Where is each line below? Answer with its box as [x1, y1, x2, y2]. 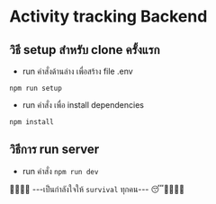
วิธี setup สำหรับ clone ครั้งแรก [9, 42, 160, 58]
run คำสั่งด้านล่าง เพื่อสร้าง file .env [22, 66, 133, 76]
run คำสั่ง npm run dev [22, 165, 99, 176]
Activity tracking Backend [9, 6, 208, 27]
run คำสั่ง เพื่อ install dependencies [22, 100, 144, 110]
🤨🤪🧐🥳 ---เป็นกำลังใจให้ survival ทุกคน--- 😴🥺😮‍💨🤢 [9, 183, 184, 194]
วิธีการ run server [9, 142, 100, 157]
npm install [9, 118, 54, 127]
